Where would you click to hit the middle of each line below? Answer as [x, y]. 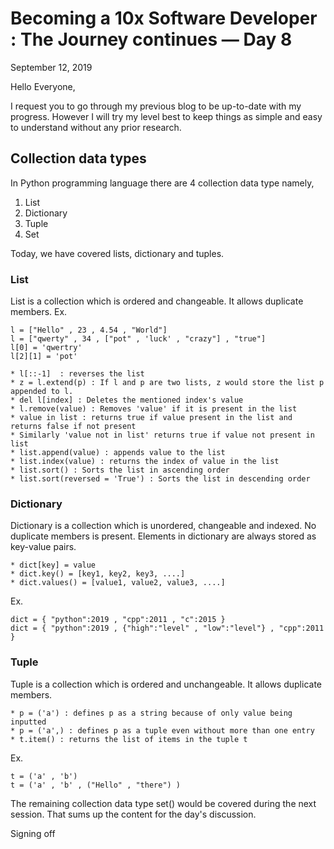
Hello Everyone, [43, 86]
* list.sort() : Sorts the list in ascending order [120, 470]
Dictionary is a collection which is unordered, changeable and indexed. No [163, 526]
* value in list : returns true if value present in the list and [151, 418]
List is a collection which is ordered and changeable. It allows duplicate [157, 301]
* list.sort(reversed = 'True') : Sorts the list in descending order [160, 479]
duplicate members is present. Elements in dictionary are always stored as [163, 536]
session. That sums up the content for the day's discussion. [133, 814]
